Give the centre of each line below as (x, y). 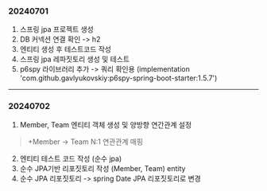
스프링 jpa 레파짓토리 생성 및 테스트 (74, 59)
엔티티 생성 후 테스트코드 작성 (65, 49)
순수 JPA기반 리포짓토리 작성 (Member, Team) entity (103, 168)
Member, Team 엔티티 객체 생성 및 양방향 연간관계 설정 (106, 124)
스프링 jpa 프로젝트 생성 (56, 29)
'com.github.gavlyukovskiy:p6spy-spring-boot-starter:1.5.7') (118, 78)
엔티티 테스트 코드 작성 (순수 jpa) (71, 158)
